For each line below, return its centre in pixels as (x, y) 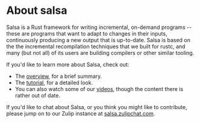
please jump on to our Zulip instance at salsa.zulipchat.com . (81, 113)
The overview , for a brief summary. (58, 76)
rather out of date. (37, 95)
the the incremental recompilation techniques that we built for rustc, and (96, 46)
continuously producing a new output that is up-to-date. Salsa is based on (98, 40)
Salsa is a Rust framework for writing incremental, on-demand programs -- (99, 27)
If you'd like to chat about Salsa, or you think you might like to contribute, (97, 107)
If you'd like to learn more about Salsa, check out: (68, 65)
